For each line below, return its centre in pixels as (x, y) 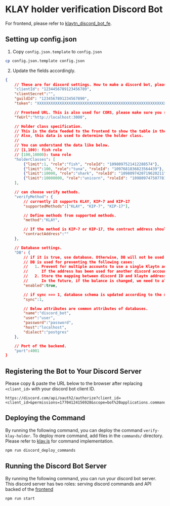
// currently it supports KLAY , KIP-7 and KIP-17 (77, 201)
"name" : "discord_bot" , (47, 313)
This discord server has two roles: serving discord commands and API (78, 484)
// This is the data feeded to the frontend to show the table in (86, 131)
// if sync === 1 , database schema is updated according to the (93, 295)
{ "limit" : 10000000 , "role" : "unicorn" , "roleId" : (76, 178)
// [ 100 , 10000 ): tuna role (43, 155)
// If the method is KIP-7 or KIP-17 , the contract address (88, 229)
